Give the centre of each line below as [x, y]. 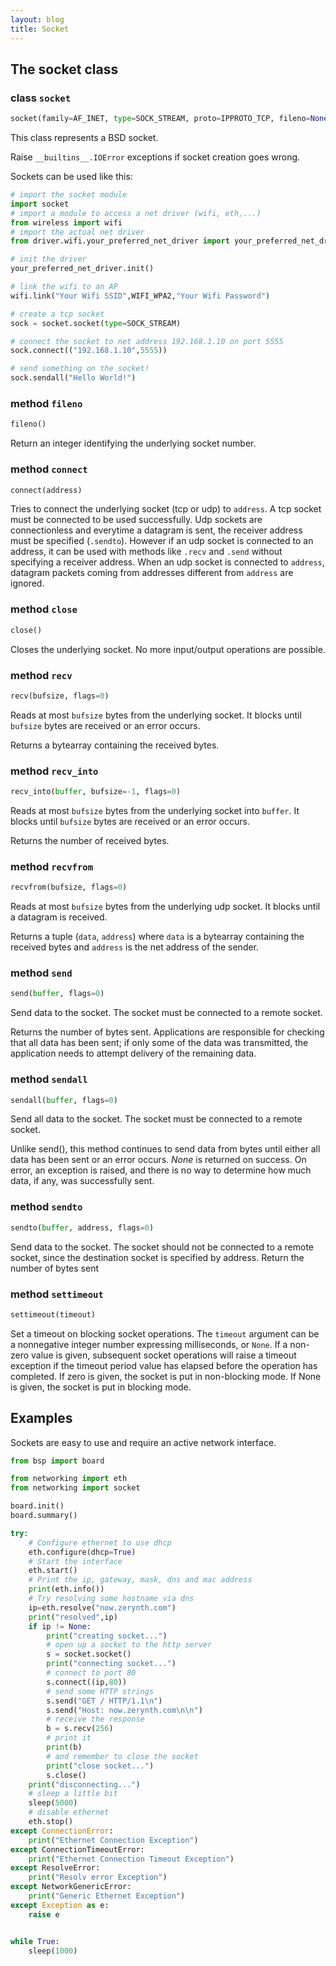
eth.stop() [51, 1822]
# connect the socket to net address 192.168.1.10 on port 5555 [147, 341]
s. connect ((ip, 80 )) [87, 1682]
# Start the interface [75, 1561]
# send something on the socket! [80, 369]
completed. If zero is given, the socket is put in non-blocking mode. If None [166, 1376]
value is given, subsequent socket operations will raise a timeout [164, 1355]
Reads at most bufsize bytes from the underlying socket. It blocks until [156, 715]
